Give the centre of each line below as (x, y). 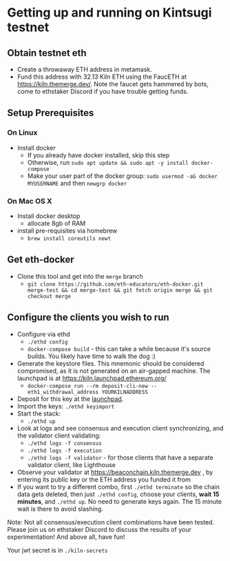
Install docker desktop (49, 216)
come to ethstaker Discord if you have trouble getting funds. (103, 91)
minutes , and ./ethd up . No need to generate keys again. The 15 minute (119, 501)
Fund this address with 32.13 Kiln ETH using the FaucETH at (102, 77)
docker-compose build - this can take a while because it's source (119, 348)
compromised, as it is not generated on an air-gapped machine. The (114, 371)
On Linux (22, 132)
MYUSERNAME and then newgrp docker (77, 183)
